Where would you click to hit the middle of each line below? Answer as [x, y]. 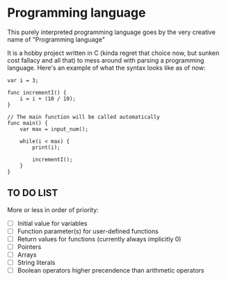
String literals [36, 263]
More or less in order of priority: [53, 209]
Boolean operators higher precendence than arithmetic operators [111, 271]
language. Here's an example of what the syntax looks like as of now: [107, 67]
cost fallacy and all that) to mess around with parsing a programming [106, 60]
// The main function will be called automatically [83, 117]
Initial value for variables [53, 223]
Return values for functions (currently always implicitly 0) [99, 239]
